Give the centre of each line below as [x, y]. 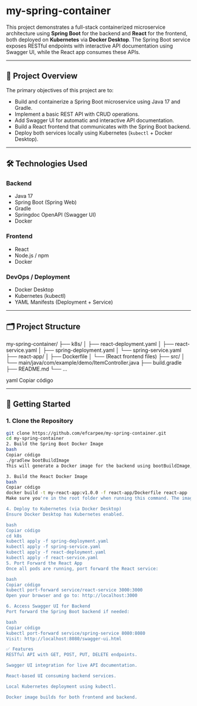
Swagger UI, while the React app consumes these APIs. [73, 52]
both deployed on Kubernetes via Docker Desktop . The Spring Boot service [98, 39]
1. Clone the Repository [40, 421]
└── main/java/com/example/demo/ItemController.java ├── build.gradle [94, 362]
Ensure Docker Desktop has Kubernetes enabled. [65, 514]
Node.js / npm [32, 255]
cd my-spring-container [35, 439]
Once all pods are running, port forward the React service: [82, 569]
